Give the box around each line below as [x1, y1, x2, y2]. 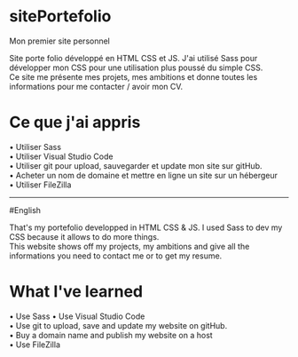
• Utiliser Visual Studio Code [9, 151, 114, 162]
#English [9, 204, 42, 215]
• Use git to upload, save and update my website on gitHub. [9, 320, 228, 330]
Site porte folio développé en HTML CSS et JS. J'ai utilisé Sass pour [9, 52, 258, 63]
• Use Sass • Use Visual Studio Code [9, 311, 145, 321]
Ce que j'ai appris [9, 113, 141, 132]
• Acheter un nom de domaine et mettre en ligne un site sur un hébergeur [9, 170, 278, 180]
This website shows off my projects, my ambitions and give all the [9, 241, 250, 251]
